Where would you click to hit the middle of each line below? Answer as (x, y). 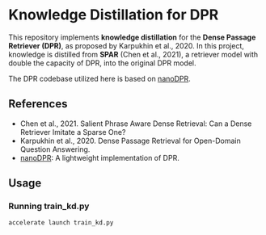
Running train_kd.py (49, 206)
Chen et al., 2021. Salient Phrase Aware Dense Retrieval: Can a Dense (136, 124)
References (38, 104)
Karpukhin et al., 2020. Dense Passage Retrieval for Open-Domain (130, 141)
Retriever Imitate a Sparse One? (73, 132)
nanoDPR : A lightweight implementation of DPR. (99, 157)
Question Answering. (55, 149)
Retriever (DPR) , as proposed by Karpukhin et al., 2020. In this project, (127, 45)
